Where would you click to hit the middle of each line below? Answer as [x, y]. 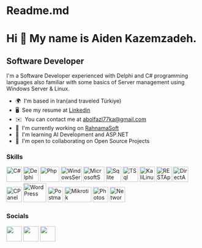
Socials [17, 216]
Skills [15, 157]
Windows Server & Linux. [38, 89]
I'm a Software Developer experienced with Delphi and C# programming [97, 76]
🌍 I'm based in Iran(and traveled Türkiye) [68, 101]
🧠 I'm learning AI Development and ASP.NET [72, 134]
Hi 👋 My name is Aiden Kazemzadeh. [102, 39]
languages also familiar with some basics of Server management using [95, 82]
